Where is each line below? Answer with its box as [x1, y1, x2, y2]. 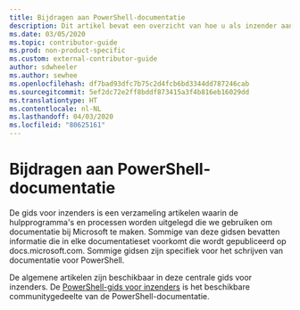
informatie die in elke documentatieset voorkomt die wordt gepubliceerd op [9, 235, 287, 246]
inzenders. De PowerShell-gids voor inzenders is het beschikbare [9, 281, 250, 292]
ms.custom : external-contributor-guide [9, 54, 158, 63]
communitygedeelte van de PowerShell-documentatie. [9, 290, 210, 301]
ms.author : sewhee [9, 71, 78, 80]
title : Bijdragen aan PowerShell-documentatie [9, 12, 186, 22]
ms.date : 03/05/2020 [9, 29, 87, 38]
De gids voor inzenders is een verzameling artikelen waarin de [9, 207, 239, 218]
